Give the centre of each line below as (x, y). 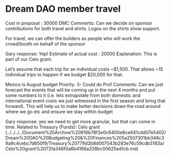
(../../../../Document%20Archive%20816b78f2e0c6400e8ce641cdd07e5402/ (86, 132)
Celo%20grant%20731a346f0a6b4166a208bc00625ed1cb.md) (72, 148)
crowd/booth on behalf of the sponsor (45, 43)
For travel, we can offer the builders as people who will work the (73, 38)
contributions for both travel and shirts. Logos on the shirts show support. (83, 28)
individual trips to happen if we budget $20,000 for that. (64, 74)
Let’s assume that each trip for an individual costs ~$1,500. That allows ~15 (84, 69)
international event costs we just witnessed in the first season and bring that (86, 101)
